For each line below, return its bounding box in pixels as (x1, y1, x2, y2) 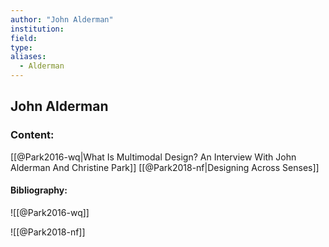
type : (10, 42, 33, 53)
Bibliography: (10, 184, 68, 196)
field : (10, 33, 38, 43)
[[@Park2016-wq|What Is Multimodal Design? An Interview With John (10, 151, 297, 163)
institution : (10, 24, 65, 34)
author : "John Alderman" (10, 14, 114, 25)
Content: (10, 128, 55, 142)
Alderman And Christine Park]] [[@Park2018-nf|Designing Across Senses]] (10, 161, 320, 173)
